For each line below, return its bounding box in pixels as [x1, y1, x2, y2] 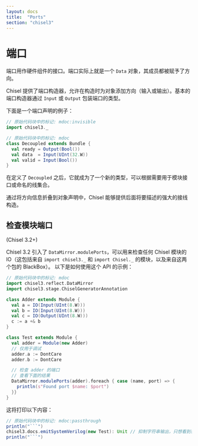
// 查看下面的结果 [11, 373, 51, 379]
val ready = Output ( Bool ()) [11, 146, 81, 152]
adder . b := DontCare [11, 356, 62, 363]
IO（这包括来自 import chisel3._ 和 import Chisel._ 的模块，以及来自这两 [6, 256, 187, 263]
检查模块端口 [6, 220, 53, 230]
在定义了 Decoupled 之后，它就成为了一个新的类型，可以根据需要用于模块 [6, 174, 183, 181]
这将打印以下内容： [6, 406, 53, 413]
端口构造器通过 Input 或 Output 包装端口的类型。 [6, 95, 124, 102]
